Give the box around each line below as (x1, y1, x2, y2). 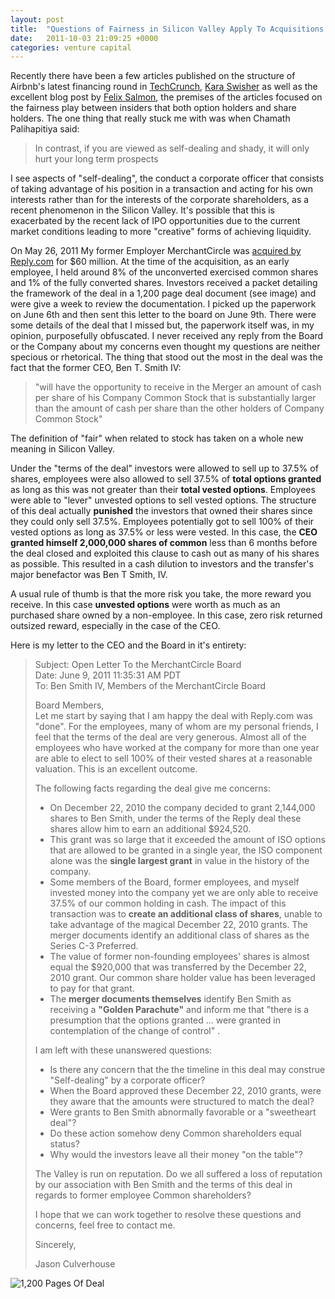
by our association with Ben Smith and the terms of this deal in (34, 1179, 293, 1191)
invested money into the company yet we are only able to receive (49, 887, 319, 899)
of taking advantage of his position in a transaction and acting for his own (10, 183, 314, 195)
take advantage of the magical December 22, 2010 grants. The (49, 919, 308, 931)
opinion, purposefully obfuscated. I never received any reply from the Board (10, 330, 324, 342)
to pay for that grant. (49, 982, 135, 995)
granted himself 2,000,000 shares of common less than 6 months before (10, 537, 318, 549)
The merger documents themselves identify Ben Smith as (49, 993, 292, 1005)
